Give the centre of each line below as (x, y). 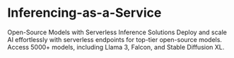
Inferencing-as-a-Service (84, 13)
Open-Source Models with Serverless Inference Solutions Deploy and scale (117, 32)
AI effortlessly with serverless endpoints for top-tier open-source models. (115, 39)
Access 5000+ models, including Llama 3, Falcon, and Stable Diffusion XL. (116, 47)
